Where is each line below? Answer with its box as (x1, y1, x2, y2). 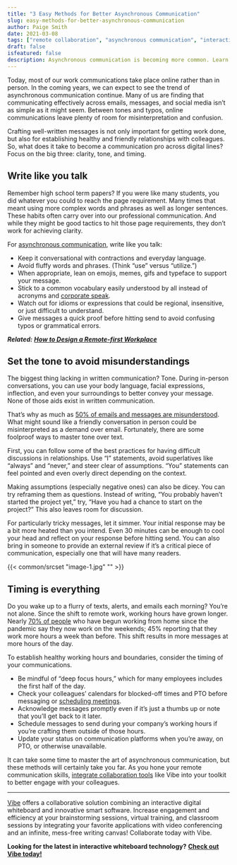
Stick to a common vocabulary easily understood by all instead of (17, 283, 208, 292)
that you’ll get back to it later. (17, 712, 102, 721)
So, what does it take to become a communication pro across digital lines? (7, 142, 224, 151)
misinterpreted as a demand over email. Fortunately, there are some (7, 425, 205, 434)
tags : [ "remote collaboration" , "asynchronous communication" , (7, 37, 197, 44)
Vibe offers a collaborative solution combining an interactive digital (7, 799, 201, 807)
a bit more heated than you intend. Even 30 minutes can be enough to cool (7, 526, 224, 535)
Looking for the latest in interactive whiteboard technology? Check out (7, 842, 219, 851)
